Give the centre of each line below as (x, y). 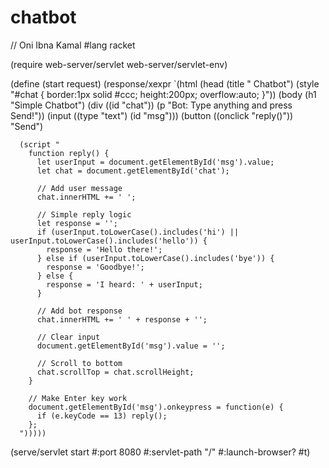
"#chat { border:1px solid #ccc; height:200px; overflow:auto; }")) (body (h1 (163, 94)
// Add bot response (79, 311)
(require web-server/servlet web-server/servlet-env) (119, 64)
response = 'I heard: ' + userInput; (124, 284)
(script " (39, 144)
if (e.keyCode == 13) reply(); (102, 416)
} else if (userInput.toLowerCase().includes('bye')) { (155, 258)
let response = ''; (77, 223)
